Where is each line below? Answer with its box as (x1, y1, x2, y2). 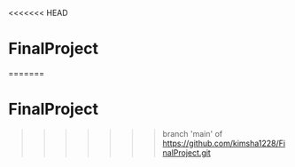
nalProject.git (162, 147, 212, 158)
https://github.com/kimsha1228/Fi (162, 138, 285, 148)
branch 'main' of (162, 128, 223, 139)
